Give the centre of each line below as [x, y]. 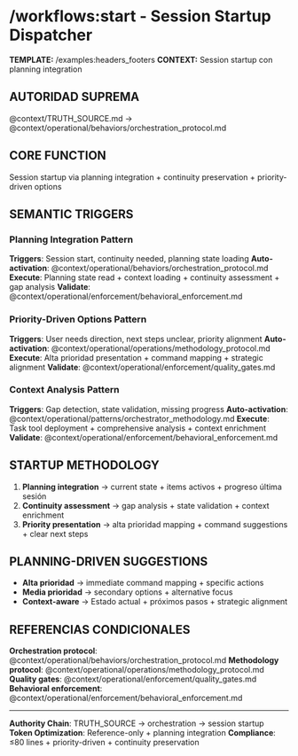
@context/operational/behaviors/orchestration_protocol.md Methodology [144, 660]
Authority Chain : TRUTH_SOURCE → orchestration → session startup [137, 723]
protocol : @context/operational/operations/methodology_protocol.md [137, 670]
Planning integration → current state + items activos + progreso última [152, 487]
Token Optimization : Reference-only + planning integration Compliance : [143, 733]
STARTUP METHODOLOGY [84, 466]
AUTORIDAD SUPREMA [74, 97]
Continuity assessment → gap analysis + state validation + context [145, 505]
